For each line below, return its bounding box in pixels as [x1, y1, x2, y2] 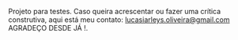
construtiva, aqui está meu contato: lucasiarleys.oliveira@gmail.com [8, 15, 230, 24]
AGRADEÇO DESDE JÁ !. [8, 24, 89, 32]
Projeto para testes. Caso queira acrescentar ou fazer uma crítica [8, 7, 221, 16]
